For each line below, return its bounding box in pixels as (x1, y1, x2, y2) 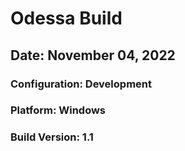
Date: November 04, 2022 (10, 47, 176, 64)
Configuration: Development (10, 77, 152, 91)
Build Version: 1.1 (10, 130, 94, 144)
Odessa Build (10, 7, 123, 30)
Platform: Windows (10, 103, 107, 117)
